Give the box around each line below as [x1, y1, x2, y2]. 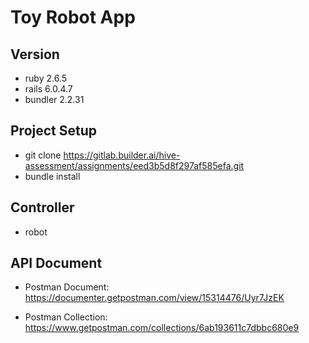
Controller [10, 199, 75, 216]
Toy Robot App [10, 6, 136, 29]
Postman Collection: [24, 311, 108, 323]
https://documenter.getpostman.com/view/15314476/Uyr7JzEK [24, 292, 285, 304]
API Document [10, 255, 103, 272]
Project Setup [10, 122, 98, 140]
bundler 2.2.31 [24, 94, 85, 105]
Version [10, 46, 60, 63]
